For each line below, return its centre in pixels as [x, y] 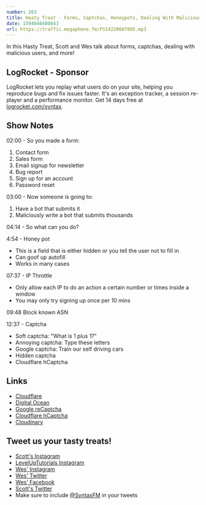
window [25, 294]
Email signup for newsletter [50, 165]
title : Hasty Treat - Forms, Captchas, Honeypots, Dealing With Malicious [104, 18]
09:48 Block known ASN [37, 312]
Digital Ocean [32, 402]
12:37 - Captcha [27, 324]
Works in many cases [42, 263]
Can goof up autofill [40, 257]
